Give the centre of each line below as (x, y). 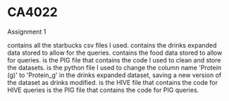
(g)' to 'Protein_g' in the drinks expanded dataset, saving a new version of (114, 75)
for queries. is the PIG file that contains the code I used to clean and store (114, 60)
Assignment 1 (27, 32)
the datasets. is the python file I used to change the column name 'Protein (114, 67)
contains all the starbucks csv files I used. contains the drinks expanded (112, 45)
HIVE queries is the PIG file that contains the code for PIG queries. (103, 90)
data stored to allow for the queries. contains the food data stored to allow (115, 53)
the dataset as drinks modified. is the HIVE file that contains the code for (113, 82)
